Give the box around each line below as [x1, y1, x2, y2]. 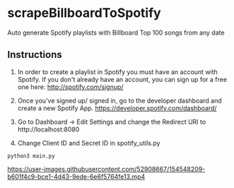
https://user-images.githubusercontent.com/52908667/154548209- [7, 165, 206, 173]
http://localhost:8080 [17, 125, 80, 134]
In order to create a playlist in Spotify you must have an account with [17, 67, 218, 76]
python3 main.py [7, 152, 55, 160]
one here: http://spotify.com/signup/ [17, 83, 124, 91]
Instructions [7, 49, 62, 61]
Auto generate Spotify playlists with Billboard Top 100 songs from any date [7, 28, 225, 37]
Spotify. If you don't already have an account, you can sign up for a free [17, 75, 228, 83]
